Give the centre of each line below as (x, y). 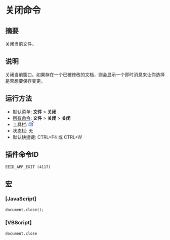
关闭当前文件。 (21, 44)
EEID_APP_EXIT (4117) (28, 167)
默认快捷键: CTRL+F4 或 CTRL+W (47, 137)
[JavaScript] (21, 198)
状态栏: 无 (23, 130)
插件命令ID (22, 155)
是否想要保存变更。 (25, 81)
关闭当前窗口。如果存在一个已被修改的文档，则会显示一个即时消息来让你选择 (85, 75)
